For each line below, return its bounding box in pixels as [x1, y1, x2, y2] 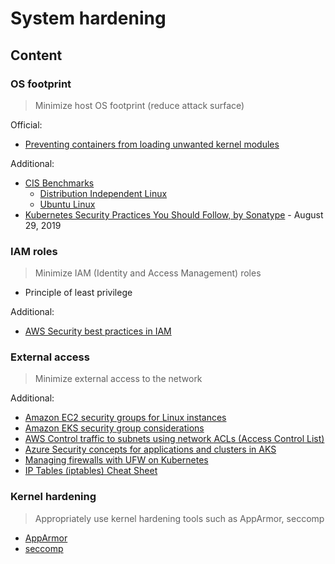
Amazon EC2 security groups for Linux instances [24, 412, 227, 424]
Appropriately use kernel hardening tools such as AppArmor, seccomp [34, 512, 325, 524]
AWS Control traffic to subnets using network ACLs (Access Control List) [24, 433, 325, 445]
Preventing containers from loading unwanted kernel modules [24, 138, 280, 150]
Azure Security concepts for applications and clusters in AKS [24, 443, 277, 456]
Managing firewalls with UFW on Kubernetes [24, 454, 209, 466]
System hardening [10, 7, 167, 30]
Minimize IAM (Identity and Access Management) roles [34, 267, 262, 279]
